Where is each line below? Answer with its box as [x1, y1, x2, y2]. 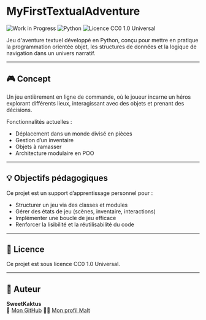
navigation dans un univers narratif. [6, 49, 96, 56]
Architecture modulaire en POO [15, 149, 94, 157]
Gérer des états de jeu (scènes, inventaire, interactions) [15, 207, 156, 215]
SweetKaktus [6, 300, 42, 308]
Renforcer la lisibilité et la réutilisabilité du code [15, 221, 135, 228]
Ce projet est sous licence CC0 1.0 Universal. [6, 261, 121, 268]
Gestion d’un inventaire [15, 136, 74, 143]
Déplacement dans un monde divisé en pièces [15, 130, 133, 137]
